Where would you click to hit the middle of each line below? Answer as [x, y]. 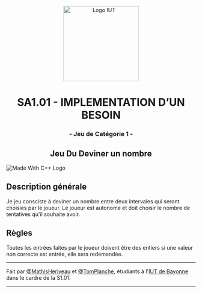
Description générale [47, 187]
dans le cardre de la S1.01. [38, 277]
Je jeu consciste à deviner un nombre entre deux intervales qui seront [93, 201]
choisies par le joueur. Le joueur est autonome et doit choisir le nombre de [98, 208]
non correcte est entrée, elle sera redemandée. [65, 254]
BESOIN [101, 115]
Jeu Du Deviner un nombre [101, 153]
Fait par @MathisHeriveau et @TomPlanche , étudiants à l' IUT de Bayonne [97, 271]
